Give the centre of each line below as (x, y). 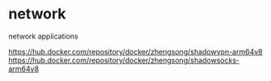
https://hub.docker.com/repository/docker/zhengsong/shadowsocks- (124, 60)
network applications (43, 36)
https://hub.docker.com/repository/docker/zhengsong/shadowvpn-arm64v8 (135, 51)
